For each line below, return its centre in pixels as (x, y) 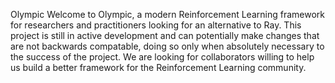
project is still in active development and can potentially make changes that (165, 35)
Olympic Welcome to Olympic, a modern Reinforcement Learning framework (167, 14)
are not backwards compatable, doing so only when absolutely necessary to (167, 46)
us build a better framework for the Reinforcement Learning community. (158, 67)
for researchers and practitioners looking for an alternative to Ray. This (156, 25)
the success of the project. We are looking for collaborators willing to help (162, 57)
